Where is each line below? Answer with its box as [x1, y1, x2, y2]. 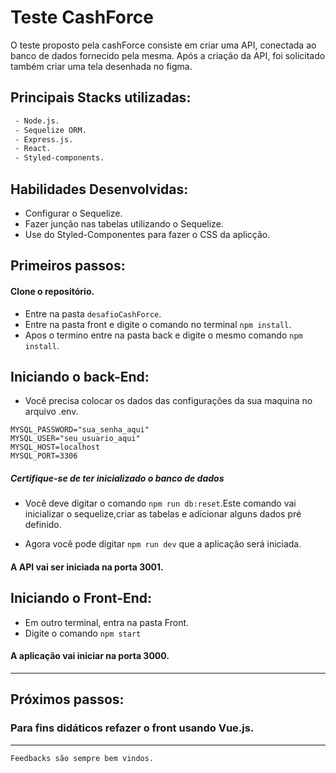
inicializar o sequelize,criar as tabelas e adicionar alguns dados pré [24, 508, 302, 520]
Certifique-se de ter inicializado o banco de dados [10, 472, 225, 484]
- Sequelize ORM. [14, 125, 87, 135]
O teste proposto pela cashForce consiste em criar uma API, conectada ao [10, 39, 317, 51]
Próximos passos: [10, 691, 125, 708]
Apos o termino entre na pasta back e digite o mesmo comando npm [24, 329, 303, 341]
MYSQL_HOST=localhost [10, 442, 101, 453]
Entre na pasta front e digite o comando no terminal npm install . [24, 318, 292, 330]
